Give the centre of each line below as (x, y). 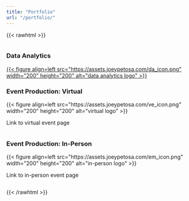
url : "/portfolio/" (31, 18)
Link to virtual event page (38, 123)
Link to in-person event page (43, 175)
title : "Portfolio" (31, 12)
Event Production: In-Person (49, 144)
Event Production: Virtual (44, 91)
